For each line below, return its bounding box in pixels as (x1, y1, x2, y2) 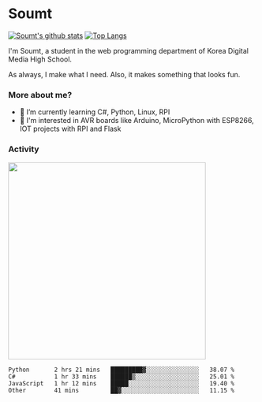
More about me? (8, 89, 73, 100)
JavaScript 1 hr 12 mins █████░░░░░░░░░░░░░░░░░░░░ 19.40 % (8, 379, 235, 387)
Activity (8, 143, 39, 154)
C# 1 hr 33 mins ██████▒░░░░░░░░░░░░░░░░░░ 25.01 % (8, 372, 235, 381)
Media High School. (8, 54, 73, 64)
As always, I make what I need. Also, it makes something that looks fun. (8, 69, 241, 79)
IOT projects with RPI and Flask (19, 124, 122, 134)
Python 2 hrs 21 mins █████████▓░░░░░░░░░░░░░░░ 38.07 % (8, 366, 235, 374)
